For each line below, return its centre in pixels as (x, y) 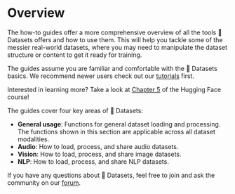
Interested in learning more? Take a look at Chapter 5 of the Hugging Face (114, 89)
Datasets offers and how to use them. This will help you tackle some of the (115, 39)
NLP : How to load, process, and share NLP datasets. (93, 161)
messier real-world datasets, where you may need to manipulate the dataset (117, 47)
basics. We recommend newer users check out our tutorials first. (101, 76)
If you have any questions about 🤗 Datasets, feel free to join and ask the (111, 175)
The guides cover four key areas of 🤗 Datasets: (75, 110)
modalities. (33, 139)
